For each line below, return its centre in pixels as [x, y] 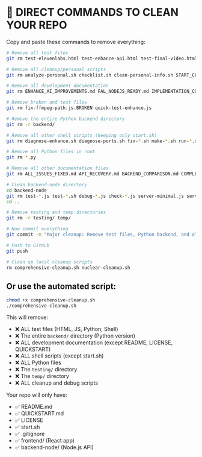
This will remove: [27, 317]
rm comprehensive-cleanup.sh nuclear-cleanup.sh [68, 268]
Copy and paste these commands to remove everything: [76, 42]
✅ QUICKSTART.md [39, 413]
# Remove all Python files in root [51, 152]
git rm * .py [21, 157]
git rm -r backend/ [31, 124]
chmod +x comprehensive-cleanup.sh [51, 300]
